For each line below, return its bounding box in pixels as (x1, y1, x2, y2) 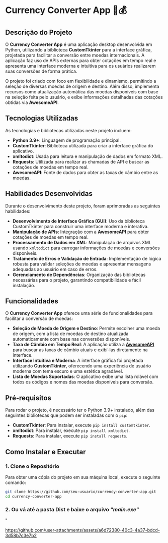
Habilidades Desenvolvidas (5, 189, 93, 198)
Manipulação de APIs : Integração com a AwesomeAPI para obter (12, 229, 149, 235)
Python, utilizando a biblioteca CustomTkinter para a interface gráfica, (5, 47, 152, 52)
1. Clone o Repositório (5, 463, 59, 470)
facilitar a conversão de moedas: (5, 315, 73, 321)
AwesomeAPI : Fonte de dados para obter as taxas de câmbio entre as (12, 169, 158, 175)
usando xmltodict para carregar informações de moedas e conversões (12, 245, 160, 251)
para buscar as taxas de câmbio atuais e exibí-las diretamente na (12, 347, 148, 353)
